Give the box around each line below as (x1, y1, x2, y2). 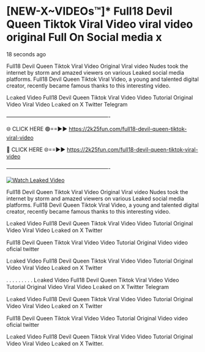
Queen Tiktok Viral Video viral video (6, 17, 193, 31)
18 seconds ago (6, 50, 47, 58)
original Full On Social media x (6, 31, 162, 44)
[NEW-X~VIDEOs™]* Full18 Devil (6, 4, 173, 18)
